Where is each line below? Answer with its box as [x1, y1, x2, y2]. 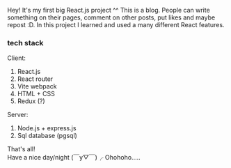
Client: [7, 54, 26, 62]
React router [17, 75, 54, 83]
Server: [7, 111, 29, 119]
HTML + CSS [17, 90, 56, 98]
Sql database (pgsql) [17, 132, 78, 140]
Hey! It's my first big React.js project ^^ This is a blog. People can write [7, 6, 210, 14]
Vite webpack [17, 82, 57, 91]
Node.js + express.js [17, 124, 77, 132]
